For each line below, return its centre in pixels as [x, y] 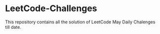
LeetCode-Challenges [51, 8]
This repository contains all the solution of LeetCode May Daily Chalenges [80, 22]
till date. [13, 27]
